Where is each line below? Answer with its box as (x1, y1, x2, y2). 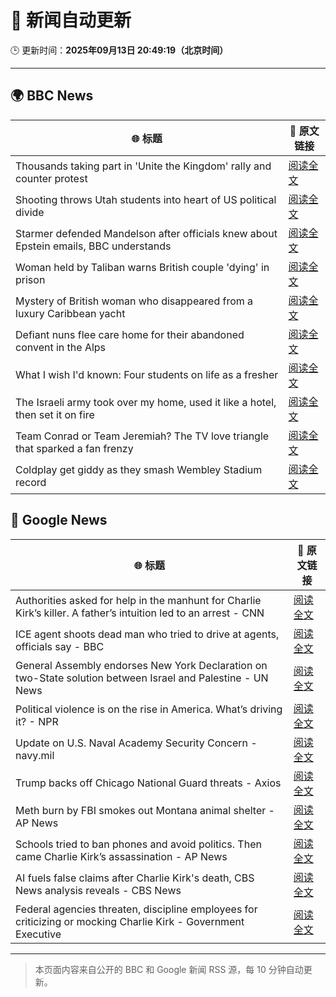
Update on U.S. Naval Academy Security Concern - (15, 736, 258, 750)
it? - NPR (15, 714, 59, 728)
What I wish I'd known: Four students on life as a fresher (15, 367, 279, 381)
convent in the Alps (15, 340, 107, 354)
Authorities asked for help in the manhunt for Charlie (15, 593, 262, 607)
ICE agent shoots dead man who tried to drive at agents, (15, 627, 280, 641)
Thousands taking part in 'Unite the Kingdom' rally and (15, 159, 272, 173)
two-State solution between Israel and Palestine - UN (15, 671, 269, 685)
